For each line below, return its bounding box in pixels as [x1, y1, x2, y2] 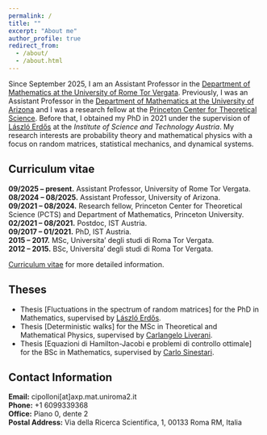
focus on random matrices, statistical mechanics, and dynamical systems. [8, 139, 254, 148]
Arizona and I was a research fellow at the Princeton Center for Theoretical [8, 104, 257, 114]
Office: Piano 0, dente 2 [8, 409, 89, 419]
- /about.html [15, 57, 63, 65]
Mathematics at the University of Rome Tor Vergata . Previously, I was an [8, 87, 248, 97]
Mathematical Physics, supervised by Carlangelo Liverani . [19, 330, 213, 340]
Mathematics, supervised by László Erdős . [19, 312, 161, 323]
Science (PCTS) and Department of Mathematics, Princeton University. [8, 209, 244, 219]
